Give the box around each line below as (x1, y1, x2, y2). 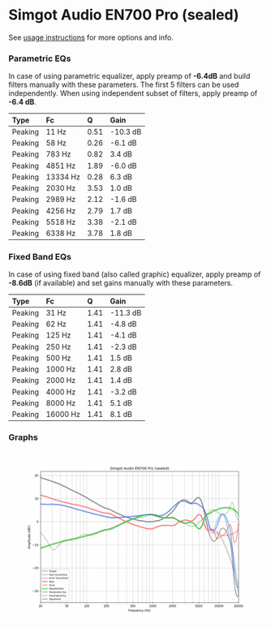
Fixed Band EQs (8, 251, 71, 262)
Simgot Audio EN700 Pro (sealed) (8, 6, 239, 24)
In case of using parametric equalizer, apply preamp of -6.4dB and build (8, 71, 251, 81)
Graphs (8, 432, 38, 443)
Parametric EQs (8, 53, 71, 64)
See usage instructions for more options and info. (8, 32, 174, 42)
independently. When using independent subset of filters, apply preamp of (8, 88, 258, 98)
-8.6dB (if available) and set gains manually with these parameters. (8, 278, 234, 288)
